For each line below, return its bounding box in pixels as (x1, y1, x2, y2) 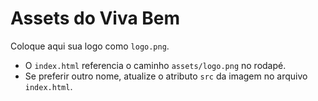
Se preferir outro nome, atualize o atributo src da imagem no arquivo (24, 70, 308, 82)
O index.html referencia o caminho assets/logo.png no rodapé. (24, 59, 287, 71)
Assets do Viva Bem (10, 7, 181, 30)
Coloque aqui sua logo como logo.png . (10, 40, 170, 52)
